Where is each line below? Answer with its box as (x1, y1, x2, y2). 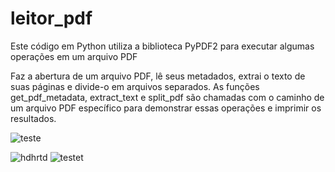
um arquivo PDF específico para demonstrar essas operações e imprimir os (10, 102, 322, 114)
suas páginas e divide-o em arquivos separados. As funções (10, 80, 260, 92)
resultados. (10, 112, 57, 124)
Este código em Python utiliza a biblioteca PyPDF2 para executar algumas (10, 40, 315, 52)
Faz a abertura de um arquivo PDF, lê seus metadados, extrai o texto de (10, 70, 306, 82)
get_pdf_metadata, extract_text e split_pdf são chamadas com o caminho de (10, 91, 325, 103)
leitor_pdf (10, 7, 93, 30)
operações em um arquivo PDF (10, 50, 138, 62)
